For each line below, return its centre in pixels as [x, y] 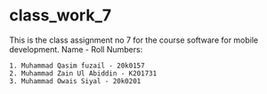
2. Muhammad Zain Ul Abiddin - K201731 [83, 73]
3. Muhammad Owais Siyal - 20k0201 [75, 81]
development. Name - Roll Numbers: [76, 49]
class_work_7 [61, 16]
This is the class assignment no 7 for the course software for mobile [134, 40]
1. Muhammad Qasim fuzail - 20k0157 [77, 66]
